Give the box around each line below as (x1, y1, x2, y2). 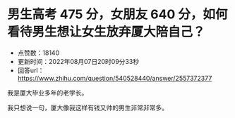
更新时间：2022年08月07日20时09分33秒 (17, 57, 140, 65)
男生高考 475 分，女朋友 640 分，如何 (7, 6, 228, 22)
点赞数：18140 (17, 48, 60, 57)
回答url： (17, 66, 44, 74)
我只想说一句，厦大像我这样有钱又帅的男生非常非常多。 (7, 103, 168, 112)
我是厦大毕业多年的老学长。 (7, 88, 88, 97)
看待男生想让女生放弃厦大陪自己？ (7, 24, 206, 40)
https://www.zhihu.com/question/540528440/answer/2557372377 (17, 74, 212, 82)
